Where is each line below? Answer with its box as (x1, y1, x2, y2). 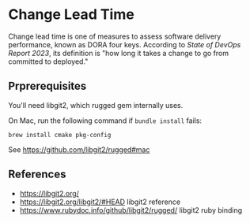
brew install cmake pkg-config (8, 131, 112, 139)
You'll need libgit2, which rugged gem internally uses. (8, 100, 184, 110)
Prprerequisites (8, 80, 87, 93)
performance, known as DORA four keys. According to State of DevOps (8, 39, 241, 49)
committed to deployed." (8, 57, 89, 66)
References (8, 168, 66, 181)
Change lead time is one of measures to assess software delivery (8, 32, 222, 41)
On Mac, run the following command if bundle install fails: (8, 116, 203, 125)
